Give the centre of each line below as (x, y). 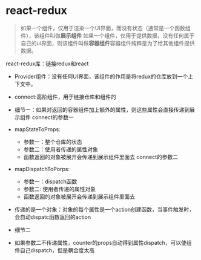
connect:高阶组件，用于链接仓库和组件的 (65, 97)
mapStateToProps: (38, 129)
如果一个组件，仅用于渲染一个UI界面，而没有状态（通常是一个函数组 (105, 28)
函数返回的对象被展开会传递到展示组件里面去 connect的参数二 (101, 157)
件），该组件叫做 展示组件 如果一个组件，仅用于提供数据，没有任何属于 (107, 35)
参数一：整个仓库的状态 (53, 141)
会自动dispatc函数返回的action (53, 217)
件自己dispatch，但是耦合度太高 (54, 250)
